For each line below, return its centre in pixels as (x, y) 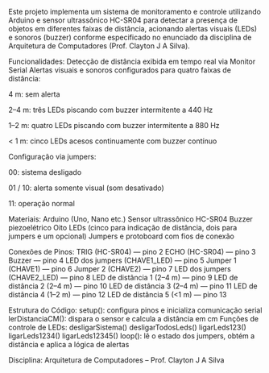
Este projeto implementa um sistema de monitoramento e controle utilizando (135, 12)
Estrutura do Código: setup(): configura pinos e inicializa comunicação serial (135, 310)
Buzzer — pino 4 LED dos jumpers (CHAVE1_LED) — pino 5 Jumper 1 (122, 260)
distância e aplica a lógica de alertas (69, 344)
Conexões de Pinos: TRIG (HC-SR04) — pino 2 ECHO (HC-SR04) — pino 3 (132, 252)
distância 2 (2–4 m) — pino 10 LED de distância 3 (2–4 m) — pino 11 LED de (133, 286)
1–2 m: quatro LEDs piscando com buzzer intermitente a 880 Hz (114, 125)
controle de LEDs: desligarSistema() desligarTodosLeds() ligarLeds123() (128, 327)
